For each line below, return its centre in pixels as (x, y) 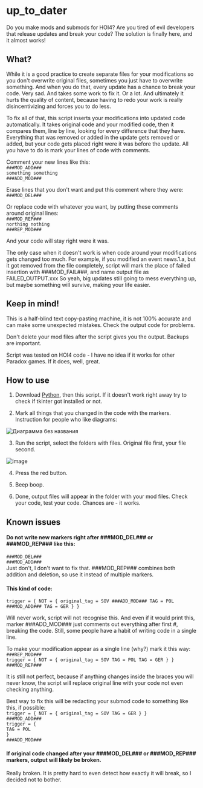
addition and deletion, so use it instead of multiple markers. (80, 574)
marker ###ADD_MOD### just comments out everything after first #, (92, 624)
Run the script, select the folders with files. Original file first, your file (100, 443)
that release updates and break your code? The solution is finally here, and (99, 33)
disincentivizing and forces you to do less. (59, 106)
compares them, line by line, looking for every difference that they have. (96, 130)
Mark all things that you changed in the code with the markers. (93, 413)
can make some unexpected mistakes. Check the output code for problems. (101, 325)
